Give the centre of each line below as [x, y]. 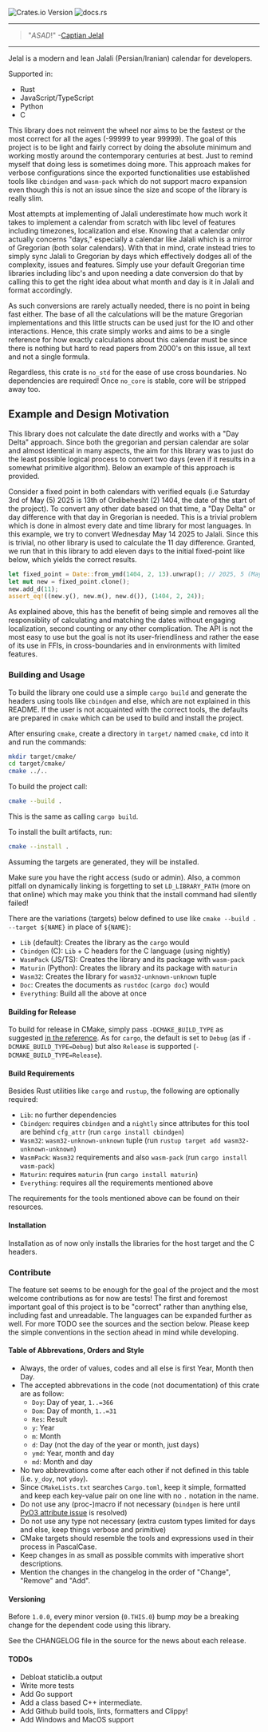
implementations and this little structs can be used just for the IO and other [131, 323]
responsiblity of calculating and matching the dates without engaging [122, 621]
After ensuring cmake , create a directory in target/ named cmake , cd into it [128, 733]
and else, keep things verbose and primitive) [93, 1530]
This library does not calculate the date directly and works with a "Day [124, 433]
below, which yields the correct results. [73, 559]
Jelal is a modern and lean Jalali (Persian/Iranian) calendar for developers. [130, 58]
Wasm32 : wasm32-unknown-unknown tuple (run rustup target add [120, 1140]
